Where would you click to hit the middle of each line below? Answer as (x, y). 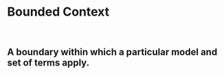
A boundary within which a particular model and (112, 52)
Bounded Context (58, 12)
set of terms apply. (48, 63)
